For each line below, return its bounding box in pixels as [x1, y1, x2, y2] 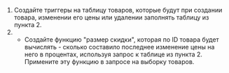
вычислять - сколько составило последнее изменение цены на [24, 43, 215, 51]
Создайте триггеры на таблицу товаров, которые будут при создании [13, 6, 223, 14]
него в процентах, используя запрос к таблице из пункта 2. [24, 50, 203, 58]
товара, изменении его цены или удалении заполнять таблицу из [13, 13, 209, 22]
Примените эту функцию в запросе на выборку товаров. [24, 58, 195, 65]
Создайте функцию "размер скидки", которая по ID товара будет [24, 35, 219, 44]
